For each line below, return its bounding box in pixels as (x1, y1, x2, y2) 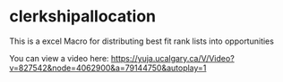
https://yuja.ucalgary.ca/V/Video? (110, 53, 235, 63)
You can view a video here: (9, 53, 109, 63)
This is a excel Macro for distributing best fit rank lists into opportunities (9, 36, 275, 46)
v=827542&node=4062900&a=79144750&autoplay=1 (9, 62, 207, 73)
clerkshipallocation (9, 6, 157, 27)
